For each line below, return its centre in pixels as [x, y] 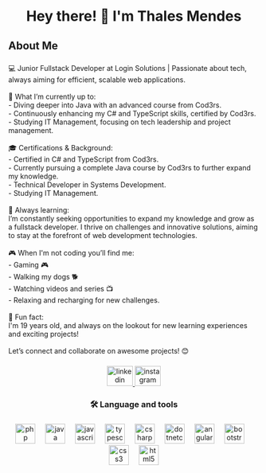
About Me [33, 46]
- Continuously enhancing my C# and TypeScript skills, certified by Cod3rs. [132, 113]
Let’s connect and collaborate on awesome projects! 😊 [99, 350]
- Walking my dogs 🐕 [43, 276]
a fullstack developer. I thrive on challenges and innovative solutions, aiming [133, 227]
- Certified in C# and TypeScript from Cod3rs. [84, 159]
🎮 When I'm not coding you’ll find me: [71, 252]
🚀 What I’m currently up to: [52, 96]
